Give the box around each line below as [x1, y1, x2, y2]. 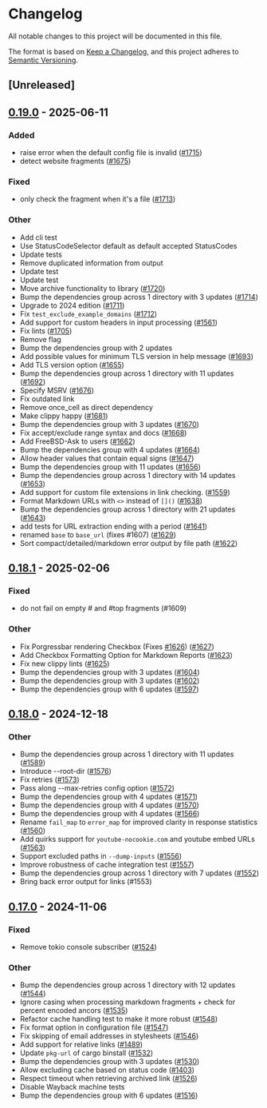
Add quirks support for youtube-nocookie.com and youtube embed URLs [19, 835, 255, 844]
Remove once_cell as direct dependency [19, 402, 154, 412]
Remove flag [19, 334, 61, 344]
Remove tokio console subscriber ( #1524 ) [19, 942, 157, 951]
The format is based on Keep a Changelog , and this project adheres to [8, 46, 239, 56]
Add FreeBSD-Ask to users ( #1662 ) [19, 436, 135, 446]
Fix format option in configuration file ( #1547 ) [19, 1022, 169, 1032]
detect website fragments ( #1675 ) [19, 157, 132, 166]
